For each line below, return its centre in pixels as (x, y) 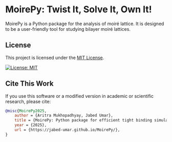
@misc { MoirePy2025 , (26, 111)
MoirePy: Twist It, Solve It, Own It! (79, 9)
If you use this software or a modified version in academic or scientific (79, 96)
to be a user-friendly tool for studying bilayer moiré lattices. (68, 29)
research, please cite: (28, 102)
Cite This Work (29, 84)
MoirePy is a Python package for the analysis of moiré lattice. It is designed (85, 24)
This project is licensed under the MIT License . (55, 57)
